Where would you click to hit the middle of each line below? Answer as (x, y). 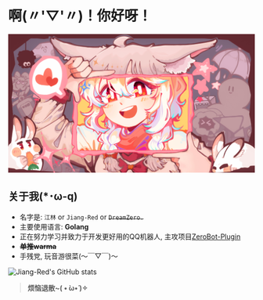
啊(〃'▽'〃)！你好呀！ (80, 16)
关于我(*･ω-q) (43, 197)
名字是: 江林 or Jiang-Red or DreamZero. (81, 217)
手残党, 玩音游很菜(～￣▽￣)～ (69, 256)
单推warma (38, 246)
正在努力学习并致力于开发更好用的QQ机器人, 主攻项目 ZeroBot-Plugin (130, 237)
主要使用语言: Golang (54, 226)
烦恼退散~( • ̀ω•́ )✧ (58, 287)
